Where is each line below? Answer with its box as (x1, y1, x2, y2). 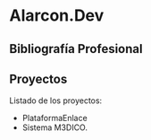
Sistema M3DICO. (21, 122, 88, 133)
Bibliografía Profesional (9, 41, 143, 57)
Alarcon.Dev (9, 5, 105, 26)
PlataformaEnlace (21, 113, 88, 124)
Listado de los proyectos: (9, 95, 103, 106)
